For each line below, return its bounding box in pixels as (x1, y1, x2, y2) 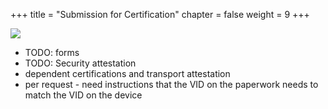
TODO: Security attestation (24, 57, 137, 69)
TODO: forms (24, 47, 80, 58)
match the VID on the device (24, 89, 143, 101)
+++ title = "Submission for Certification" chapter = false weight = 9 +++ (10, 9, 310, 20)
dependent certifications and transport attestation (24, 68, 231, 79)
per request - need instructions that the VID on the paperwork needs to (24, 79, 319, 90)
